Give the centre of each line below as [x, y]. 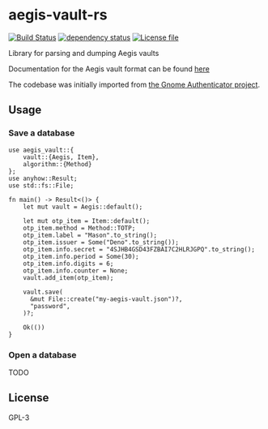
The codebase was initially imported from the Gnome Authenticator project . [134, 84]
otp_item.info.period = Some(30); [81, 256]
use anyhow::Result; [43, 178]
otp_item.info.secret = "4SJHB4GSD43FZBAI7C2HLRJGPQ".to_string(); [139, 249]
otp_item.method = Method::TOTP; [79, 228]
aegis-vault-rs [58, 15]
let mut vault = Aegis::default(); [83, 207]
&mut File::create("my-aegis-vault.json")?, [106, 299]
